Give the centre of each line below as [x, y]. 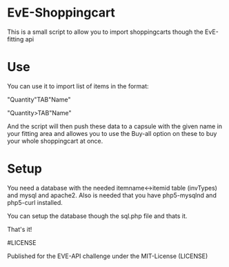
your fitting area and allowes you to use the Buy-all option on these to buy [112, 133]
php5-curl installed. [35, 202]
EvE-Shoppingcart [61, 13]
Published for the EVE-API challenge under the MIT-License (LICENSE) [108, 256]
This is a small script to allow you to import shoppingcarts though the [105, 32]
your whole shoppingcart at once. [55, 141]
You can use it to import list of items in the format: [78, 86]
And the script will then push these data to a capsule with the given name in [115, 126]
